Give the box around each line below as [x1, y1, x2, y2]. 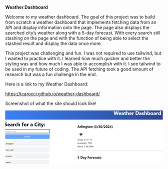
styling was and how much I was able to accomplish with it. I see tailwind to [5, 61, 161, 66]
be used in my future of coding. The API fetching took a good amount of [5, 66, 153, 72]
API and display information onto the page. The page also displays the [5, 24, 150, 30]
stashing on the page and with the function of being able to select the [5, 35, 148, 41]
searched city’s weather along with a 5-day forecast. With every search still [5, 30, 160, 35]
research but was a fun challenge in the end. [5, 71, 97, 77]
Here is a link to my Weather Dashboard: [5, 81, 88, 87]
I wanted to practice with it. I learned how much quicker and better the [5, 55, 150, 61]
